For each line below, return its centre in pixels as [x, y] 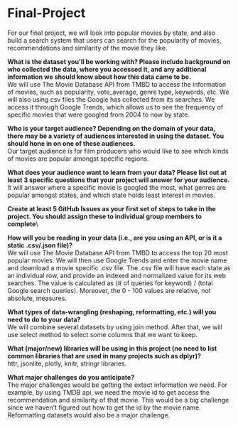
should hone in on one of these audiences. [71, 143]
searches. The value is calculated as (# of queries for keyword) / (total [110, 283]
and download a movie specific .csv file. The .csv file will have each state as [119, 267]
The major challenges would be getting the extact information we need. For [118, 385]
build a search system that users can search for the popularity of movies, [114, 40]
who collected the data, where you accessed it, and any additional [107, 69]
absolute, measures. [37, 298]
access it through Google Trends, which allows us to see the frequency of [115, 107]
